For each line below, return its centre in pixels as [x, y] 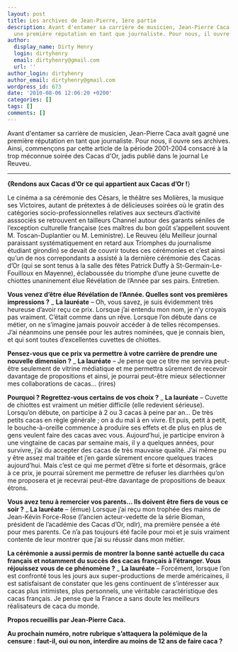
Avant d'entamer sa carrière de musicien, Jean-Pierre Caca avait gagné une [118, 133]
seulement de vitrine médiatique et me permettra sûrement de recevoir [124, 368]
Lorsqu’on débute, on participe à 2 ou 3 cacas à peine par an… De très [110, 412]
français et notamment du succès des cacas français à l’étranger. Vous [114, 560]
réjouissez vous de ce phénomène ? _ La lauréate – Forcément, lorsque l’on [119, 568]
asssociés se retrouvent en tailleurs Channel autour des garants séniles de [116, 220]
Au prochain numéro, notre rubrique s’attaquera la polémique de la [107, 634]
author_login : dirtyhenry [45, 73]
